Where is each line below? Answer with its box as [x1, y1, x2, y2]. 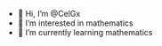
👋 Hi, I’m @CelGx [17, 9, 81, 19]
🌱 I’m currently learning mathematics [17, 27, 153, 37]
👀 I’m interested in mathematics [17, 18, 134, 28]
